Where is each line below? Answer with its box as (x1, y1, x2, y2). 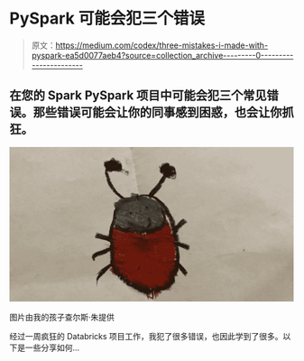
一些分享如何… (24, 342, 80, 353)
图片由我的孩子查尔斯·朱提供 (9, 312, 115, 323)
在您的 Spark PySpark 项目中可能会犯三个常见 (9, 88, 268, 104)
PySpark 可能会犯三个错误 (9, 8, 206, 29)
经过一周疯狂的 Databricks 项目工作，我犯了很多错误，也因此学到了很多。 (9, 331, 283, 342)
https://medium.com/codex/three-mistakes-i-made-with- (55, 40, 269, 51)
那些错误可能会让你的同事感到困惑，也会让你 (32, 105, 282, 120)
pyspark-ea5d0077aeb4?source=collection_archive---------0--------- (31, 50, 294, 60)
